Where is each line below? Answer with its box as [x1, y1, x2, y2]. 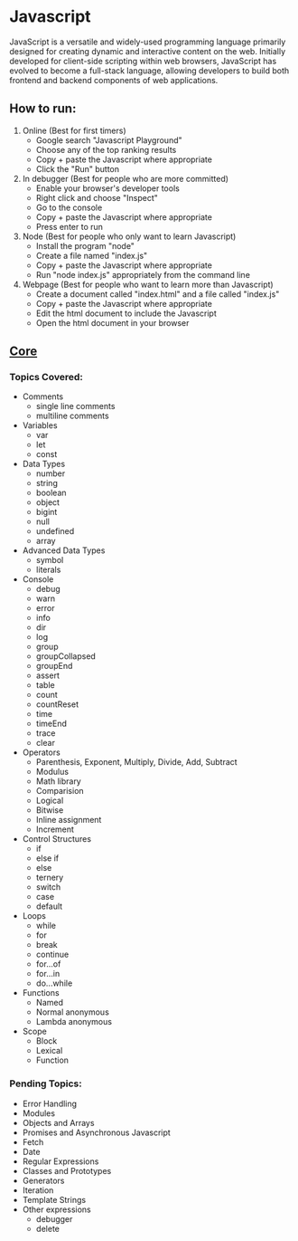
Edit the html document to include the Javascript [35, 308, 217, 319]
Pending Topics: [9, 1077, 83, 1090]
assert [35, 670, 61, 681]
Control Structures [22, 834, 92, 845]
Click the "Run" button [35, 163, 120, 174]
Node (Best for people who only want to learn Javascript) [22, 231, 237, 242]
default [35, 901, 63, 912]
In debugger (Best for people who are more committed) [22, 173, 228, 184]
